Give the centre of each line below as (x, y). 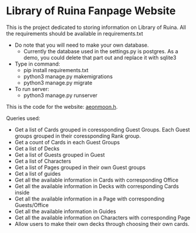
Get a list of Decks (37, 148)
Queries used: (23, 118)
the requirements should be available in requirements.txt (75, 33)
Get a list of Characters (43, 161)
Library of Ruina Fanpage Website (91, 11)
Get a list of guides (37, 173)
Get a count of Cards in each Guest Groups (67, 142)
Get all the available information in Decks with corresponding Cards (97, 186)
